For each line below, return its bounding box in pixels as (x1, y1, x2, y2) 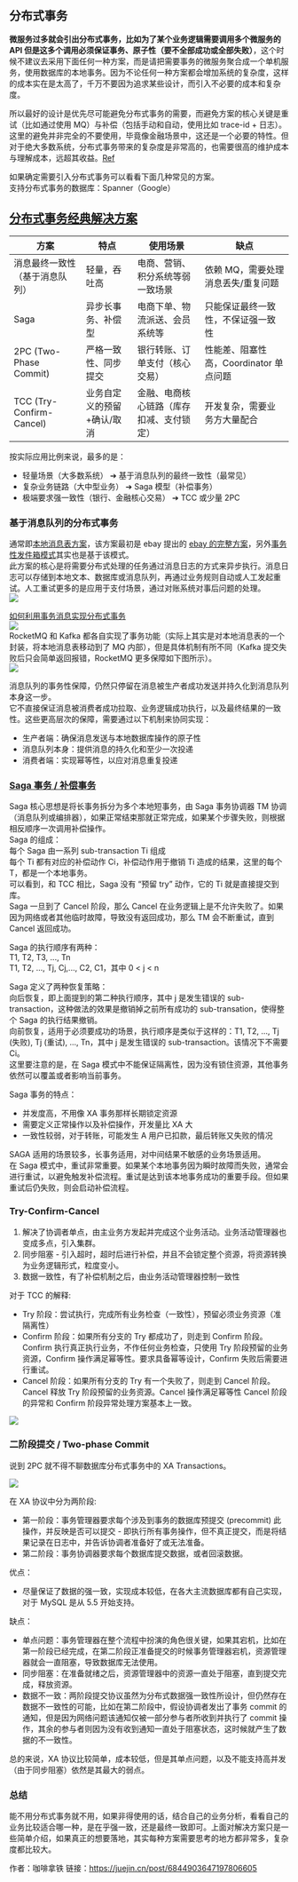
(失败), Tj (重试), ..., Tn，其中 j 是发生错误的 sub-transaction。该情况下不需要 (9, 1037, 289, 1048)
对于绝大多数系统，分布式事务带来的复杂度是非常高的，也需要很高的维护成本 (9, 141, 289, 152)
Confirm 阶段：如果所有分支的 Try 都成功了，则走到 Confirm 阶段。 (21, 1330, 268, 1341)
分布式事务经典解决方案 (9, 211, 137, 226)
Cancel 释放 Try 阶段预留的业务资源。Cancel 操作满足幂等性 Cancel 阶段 (21, 1386, 287, 1397)
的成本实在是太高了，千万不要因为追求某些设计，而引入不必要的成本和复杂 (9, 78, 281, 89)
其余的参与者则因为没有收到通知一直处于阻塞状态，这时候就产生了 (37, 1723, 279, 1734)
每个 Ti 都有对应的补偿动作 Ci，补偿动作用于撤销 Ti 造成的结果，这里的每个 (9, 856, 283, 868)
